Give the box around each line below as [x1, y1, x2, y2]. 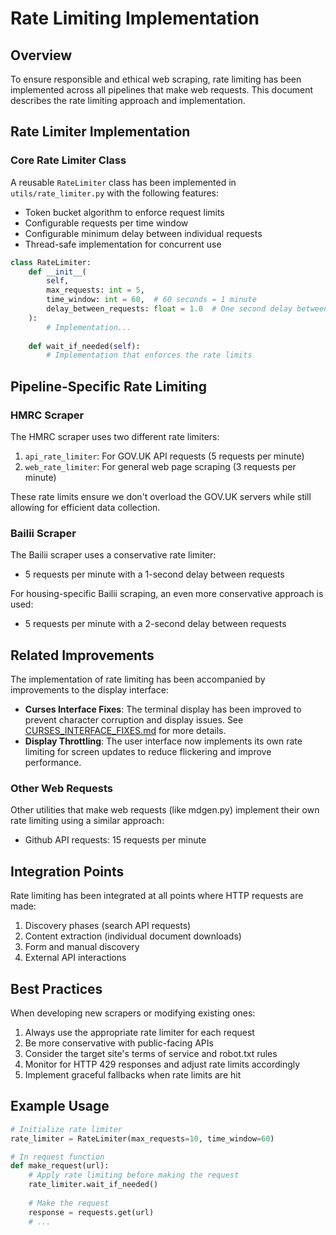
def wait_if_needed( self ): [28, 341, 141, 351]
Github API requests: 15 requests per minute [24, 834, 207, 846]
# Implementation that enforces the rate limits [46, 350, 253, 361]
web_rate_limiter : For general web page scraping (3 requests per [24, 461, 297, 472]
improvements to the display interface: [10, 684, 169, 696]
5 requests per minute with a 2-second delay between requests [24, 618, 287, 630]
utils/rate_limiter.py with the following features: [10, 187, 220, 199]
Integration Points [10, 863, 125, 880]
